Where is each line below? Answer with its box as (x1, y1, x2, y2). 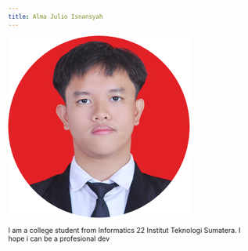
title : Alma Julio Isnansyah (8, 13, 103, 20)
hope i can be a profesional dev (8, 234, 110, 243)
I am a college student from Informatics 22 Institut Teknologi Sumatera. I (8, 225, 241, 235)
